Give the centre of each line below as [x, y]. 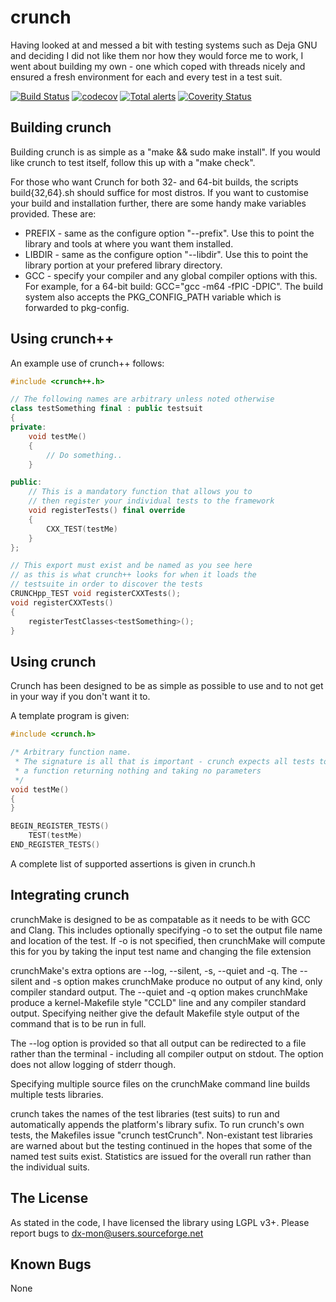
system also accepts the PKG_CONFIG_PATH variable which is [153, 297]
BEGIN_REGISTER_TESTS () [60, 826]
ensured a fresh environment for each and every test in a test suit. [146, 77]
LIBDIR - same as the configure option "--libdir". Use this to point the [166, 254]
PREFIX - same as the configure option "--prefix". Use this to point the [169, 233]
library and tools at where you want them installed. [129, 243]
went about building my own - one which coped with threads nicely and [158, 66]
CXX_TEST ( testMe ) [82, 529]
